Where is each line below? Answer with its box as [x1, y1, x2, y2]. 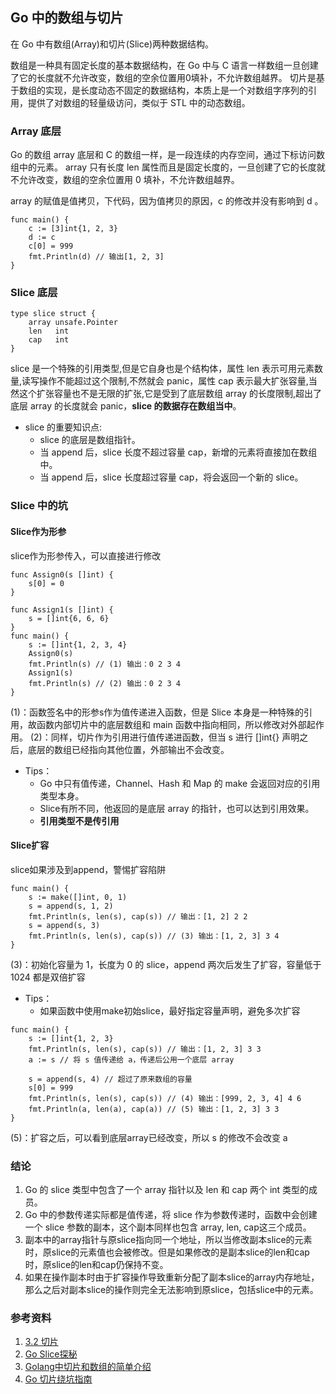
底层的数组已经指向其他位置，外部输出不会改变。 [27, 743, 230, 755]
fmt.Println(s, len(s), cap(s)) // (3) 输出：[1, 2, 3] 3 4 [28, 931, 280, 941]
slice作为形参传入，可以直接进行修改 [10, 549, 162, 562]
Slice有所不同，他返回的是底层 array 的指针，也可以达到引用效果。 [39, 802, 315, 814]
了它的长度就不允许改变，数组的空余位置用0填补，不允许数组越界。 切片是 [10, 71, 317, 83]
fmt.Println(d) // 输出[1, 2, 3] [28, 252, 165, 262]
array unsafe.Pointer [28, 318, 118, 328]
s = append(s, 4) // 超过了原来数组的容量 [28, 1074, 193, 1084]
